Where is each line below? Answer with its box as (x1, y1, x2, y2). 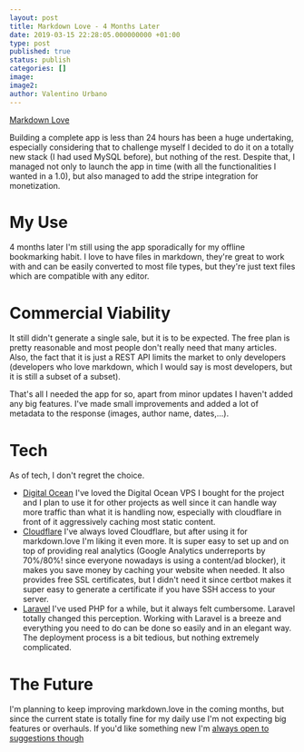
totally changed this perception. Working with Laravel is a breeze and (22, 613, 282, 624)
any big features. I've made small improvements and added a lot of (9, 399, 259, 410)
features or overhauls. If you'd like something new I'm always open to (9, 723, 270, 734)
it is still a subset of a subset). (9, 371, 121, 382)
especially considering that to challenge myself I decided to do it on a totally (9, 142, 295, 153)
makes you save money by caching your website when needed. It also (22, 565, 286, 576)
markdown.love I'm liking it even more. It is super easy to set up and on (22, 536, 289, 547)
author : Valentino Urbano (9, 89, 107, 98)
